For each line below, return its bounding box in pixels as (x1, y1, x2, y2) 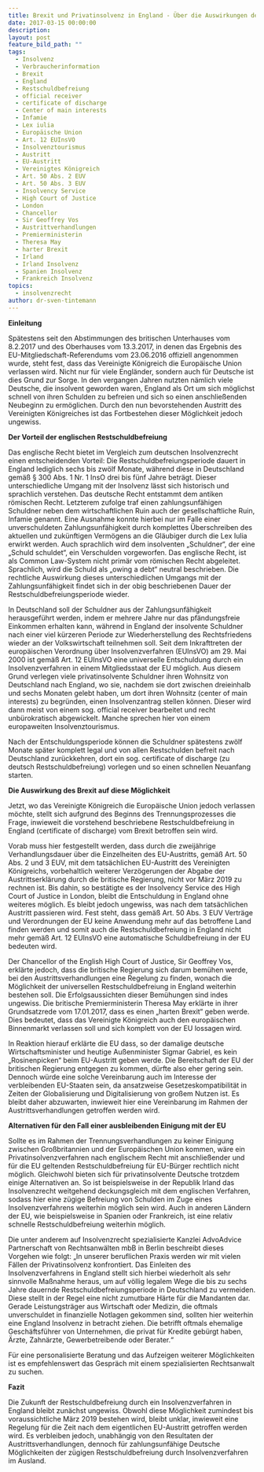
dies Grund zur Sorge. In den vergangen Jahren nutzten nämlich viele (8, 375, 233, 385)
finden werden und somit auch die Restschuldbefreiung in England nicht (8, 925, 242, 934)
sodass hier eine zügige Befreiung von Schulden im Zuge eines (8, 1194, 213, 1204)
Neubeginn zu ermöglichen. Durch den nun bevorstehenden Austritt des (8, 400, 242, 410)
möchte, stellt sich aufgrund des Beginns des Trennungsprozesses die (8, 809, 236, 819)
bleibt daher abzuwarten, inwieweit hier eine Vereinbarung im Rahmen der (8, 1097, 248, 1106)
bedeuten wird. (8, 941, 57, 951)
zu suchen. (8, 1367, 45, 1376)
